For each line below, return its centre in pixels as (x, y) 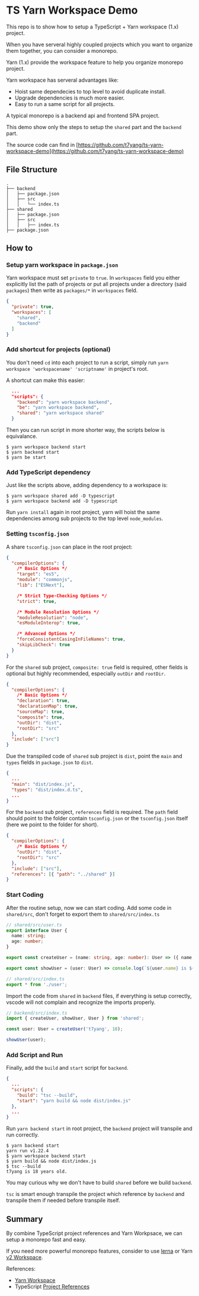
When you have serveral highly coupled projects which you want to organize (99, 44)
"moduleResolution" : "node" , (53, 617)
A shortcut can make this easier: (46, 380)
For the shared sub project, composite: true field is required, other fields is (97, 667)
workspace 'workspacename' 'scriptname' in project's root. (77, 368)
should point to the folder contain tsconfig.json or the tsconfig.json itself (97, 819)
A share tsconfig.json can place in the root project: (69, 547)
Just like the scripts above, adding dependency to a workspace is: (87, 485)
